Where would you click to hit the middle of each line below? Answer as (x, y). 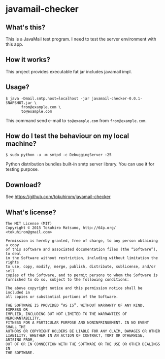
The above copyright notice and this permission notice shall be (74, 288)
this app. (15, 44)
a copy (12, 245)
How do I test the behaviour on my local (67, 136)
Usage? (17, 87)
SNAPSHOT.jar (19, 103)
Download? (23, 185)
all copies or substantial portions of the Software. (62, 297)
